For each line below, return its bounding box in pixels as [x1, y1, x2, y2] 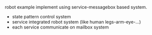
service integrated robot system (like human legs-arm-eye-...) [12, 19, 141, 25]
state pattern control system [12, 14, 71, 19]
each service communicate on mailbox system [12, 24, 109, 30]
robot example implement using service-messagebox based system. [5, 4, 147, 10]
